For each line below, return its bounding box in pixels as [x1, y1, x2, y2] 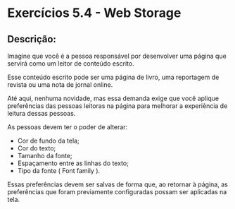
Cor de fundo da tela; [17, 136, 80, 145]
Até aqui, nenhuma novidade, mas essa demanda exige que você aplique [7, 94, 220, 102]
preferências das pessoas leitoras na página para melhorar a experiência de [7, 102, 228, 110]
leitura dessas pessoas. [7, 109, 76, 117]
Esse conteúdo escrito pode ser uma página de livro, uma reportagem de [7, 73, 220, 81]
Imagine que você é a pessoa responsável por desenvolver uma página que [7, 52, 227, 60]
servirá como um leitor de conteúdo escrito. [7, 59, 135, 68]
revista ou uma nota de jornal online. [7, 80, 113, 89]
